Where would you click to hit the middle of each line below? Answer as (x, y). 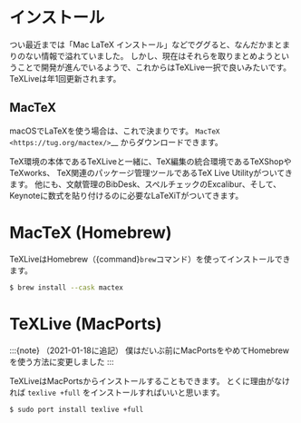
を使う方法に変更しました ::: (62, 361)
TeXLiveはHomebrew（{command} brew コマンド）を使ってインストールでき (150, 259)
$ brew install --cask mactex (67, 287)
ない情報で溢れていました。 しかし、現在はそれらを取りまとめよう (149, 55)
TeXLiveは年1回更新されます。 (65, 78)
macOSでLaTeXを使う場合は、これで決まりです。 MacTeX (115, 131)
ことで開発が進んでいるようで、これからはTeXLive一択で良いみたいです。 (154, 67)
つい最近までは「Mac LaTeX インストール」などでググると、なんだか (138, 44)
